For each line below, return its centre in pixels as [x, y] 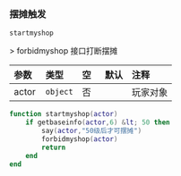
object [59, 92]
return [54, 147]
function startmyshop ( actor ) [64, 114]
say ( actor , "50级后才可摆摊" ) [92, 131]
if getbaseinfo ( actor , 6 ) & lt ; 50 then [98, 122]
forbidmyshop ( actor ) [80, 139]
